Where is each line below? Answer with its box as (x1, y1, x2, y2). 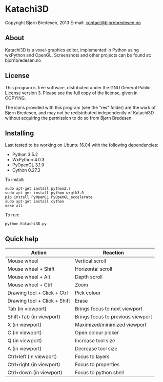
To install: (5, 177, 24, 182)
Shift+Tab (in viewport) (7, 313, 61, 320)
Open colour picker (75, 330, 119, 336)
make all (5, 204, 23, 208)
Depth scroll (75, 274, 103, 280)
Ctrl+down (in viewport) (7, 369, 62, 376)
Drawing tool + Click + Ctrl (7, 289, 68, 296)
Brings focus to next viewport (75, 306, 143, 312)
